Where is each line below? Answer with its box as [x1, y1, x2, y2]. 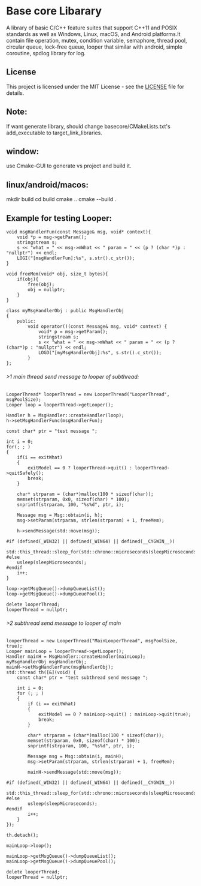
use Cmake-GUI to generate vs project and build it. [6, 162, 132, 169]
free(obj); [28, 282, 55, 288]
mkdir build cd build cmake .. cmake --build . [6, 196, 117, 203]
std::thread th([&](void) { [6, 669, 77, 676]
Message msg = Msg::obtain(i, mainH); [28, 753, 124, 760]
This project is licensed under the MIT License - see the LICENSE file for [6, 83, 184, 90]
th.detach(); [6, 833, 39, 839]
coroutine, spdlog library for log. [6, 49, 86, 56]
